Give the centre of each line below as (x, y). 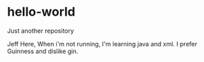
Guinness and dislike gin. (43, 51)
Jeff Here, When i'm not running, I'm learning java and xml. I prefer (102, 44)
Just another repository (41, 31)
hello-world (41, 12)
